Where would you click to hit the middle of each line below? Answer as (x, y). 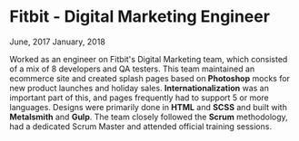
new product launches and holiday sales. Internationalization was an (140, 88)
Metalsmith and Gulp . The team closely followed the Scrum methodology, (149, 117)
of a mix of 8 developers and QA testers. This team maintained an (132, 69)
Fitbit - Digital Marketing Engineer (140, 17)
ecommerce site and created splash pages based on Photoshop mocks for (150, 78)
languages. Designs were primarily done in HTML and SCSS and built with (149, 107)
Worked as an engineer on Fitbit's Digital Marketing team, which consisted (149, 59)
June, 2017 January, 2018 (58, 42)
